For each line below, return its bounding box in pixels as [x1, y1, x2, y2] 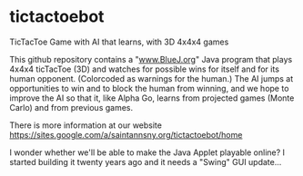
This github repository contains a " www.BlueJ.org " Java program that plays [9, 54, 293, 64]
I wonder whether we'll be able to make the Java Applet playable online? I [9, 147, 285, 158]
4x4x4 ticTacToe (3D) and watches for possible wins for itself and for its [9, 64, 280, 74]
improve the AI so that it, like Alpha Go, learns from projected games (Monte [9, 93, 295, 103]
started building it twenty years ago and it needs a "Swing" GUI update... [9, 156, 282, 167]
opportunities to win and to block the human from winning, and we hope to [9, 83, 289, 93]
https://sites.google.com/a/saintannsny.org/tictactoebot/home [9, 129, 243, 140]
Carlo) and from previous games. [9, 102, 134, 112]
